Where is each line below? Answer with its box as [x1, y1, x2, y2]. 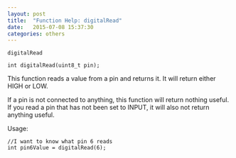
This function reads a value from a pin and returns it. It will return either [7, 74, 216, 83]
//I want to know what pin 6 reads [7, 138, 113, 145]
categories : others [7, 30, 65, 38]
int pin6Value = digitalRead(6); [7, 145, 107, 152]
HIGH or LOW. [7, 82, 48, 91]
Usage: [7, 125, 28, 133]
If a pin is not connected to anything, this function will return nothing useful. [7, 96, 230, 104]
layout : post [7, 10, 46, 18]
